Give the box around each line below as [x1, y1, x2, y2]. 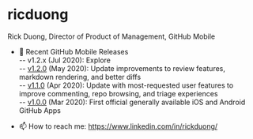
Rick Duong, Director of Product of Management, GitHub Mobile [7, 32, 215, 41]
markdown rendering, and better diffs [18, 72, 142, 81]
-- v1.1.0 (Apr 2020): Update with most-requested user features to [18, 81, 234, 90]
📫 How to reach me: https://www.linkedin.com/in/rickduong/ [18, 121, 218, 131]
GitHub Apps [18, 105, 61, 115]
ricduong [7, 6, 69, 24]
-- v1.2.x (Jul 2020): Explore [18, 55, 111, 65]
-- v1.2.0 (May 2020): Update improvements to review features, [18, 63, 226, 73]
